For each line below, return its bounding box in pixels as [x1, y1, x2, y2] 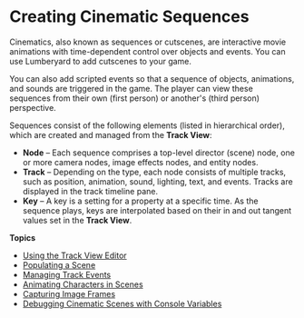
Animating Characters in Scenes [22, 279, 143, 290]
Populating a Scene [22, 259, 96, 270]
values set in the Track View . [22, 214, 132, 225]
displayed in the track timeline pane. [22, 185, 159, 196]
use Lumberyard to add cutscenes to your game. [9, 55, 192, 66]
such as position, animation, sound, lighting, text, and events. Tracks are [22, 175, 293, 187]
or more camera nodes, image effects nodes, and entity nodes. [22, 156, 259, 167]
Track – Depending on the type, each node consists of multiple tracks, [22, 166, 287, 177]
